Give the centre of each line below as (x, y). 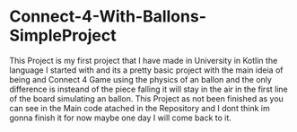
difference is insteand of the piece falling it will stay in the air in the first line (149, 89)
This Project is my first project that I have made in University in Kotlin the (144, 60)
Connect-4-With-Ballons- (108, 17)
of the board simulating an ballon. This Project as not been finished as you (147, 98)
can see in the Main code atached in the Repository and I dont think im (140, 108)
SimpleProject (63, 35)
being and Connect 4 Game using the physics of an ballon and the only (140, 79)
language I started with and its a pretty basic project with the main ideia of (146, 70)
